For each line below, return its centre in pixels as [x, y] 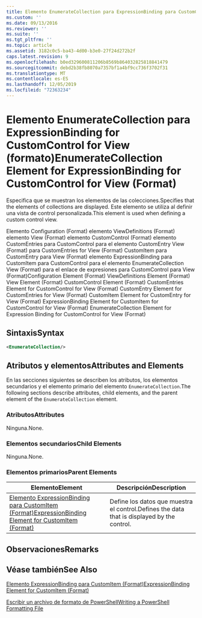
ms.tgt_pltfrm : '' [29, 40]
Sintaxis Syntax [35, 333]
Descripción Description [151, 488]
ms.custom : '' [24, 17]
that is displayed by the [142, 516]
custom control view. [32, 219]
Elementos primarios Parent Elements [62, 472]
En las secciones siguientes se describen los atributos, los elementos [92, 380]
